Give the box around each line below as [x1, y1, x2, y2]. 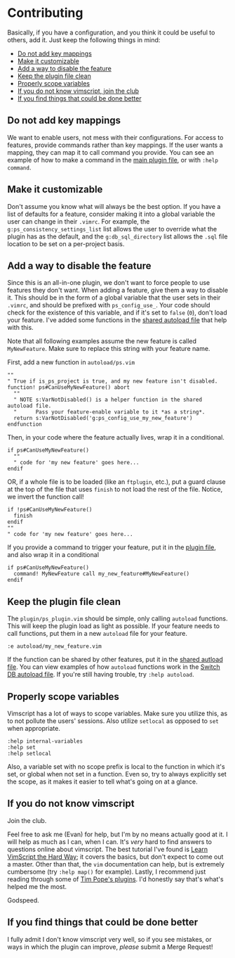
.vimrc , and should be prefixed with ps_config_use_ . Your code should [7, 301, 210, 309]
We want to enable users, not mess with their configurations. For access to [7, 133, 224, 141]
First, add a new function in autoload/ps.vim [7, 358, 135, 366]
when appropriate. [7, 724, 61, 732]
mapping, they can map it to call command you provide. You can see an [7, 148, 214, 156]
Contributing [7, 5, 83, 21]
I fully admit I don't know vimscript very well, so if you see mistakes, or [7, 935, 212, 943]
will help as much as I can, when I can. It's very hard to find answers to [7, 837, 213, 845]
